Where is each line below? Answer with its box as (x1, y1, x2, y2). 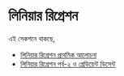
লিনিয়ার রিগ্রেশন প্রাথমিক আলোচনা (19, 49, 97, 59)
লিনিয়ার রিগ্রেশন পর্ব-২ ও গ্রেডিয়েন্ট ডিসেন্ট (19, 59, 116, 69)
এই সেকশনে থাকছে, (8, 33, 55, 43)
